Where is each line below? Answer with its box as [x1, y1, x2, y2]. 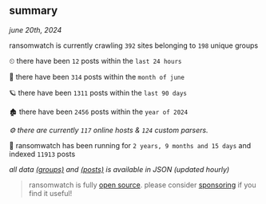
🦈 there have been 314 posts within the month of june [9, 72, 185, 81]
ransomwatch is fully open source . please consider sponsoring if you [28, 180, 256, 190]
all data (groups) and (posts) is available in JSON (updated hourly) [9, 164, 230, 174]
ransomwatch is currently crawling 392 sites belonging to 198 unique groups [9, 41, 259, 50]
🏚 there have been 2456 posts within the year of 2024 [9, 107, 189, 116]
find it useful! [28, 188, 73, 198]
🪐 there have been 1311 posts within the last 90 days [9, 88, 187, 97]
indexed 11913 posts [9, 149, 76, 159]
